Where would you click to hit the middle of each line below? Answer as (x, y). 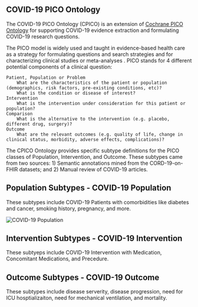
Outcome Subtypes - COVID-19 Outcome (83, 277)
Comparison (19, 114)
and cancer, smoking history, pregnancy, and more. (69, 208)
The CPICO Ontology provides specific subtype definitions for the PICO (93, 151)
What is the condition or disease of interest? (76, 93)
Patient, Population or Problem (46, 77)
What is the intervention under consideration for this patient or (101, 103)
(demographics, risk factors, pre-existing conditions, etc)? (84, 88)
